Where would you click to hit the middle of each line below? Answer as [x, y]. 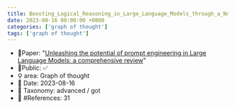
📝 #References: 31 [44, 98]
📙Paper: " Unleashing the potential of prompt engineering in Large [112, 53]
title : [17, 14]
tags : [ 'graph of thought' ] [48, 33]
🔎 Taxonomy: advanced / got [59, 91]
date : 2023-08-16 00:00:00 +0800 [56, 20]
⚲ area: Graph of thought [53, 76]
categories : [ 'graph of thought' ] [58, 27]
